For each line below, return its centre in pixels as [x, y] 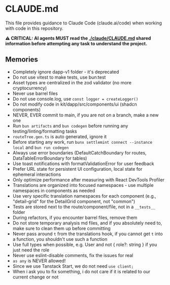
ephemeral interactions [37, 174]
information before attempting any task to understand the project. [76, 43]
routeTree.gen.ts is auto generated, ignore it [60, 136]
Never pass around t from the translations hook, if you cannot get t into [88, 234]
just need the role [31, 250]
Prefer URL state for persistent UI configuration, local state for [77, 169]
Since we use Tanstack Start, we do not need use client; [73, 266]
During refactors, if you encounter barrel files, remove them [75, 217]
